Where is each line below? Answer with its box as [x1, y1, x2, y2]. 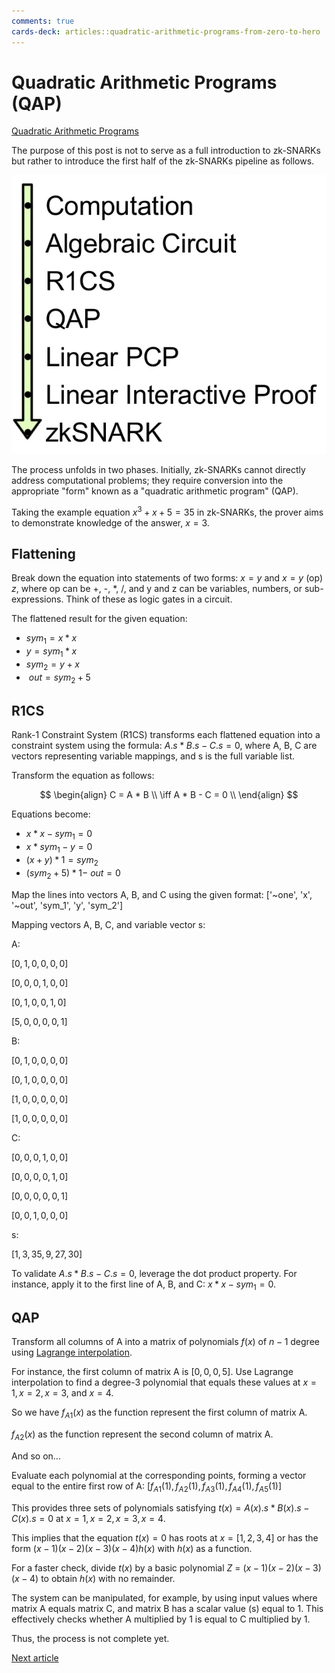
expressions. [11, 593, 64, 605]
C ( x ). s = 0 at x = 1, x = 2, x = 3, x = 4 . [11, 1512, 166, 1524]
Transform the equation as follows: [11, 770, 155, 782]
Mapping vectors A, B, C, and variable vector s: [11, 918, 206, 930]
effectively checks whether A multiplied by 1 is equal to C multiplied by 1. [11, 1613, 311, 1625]
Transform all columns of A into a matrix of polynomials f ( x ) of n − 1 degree [11, 1336, 320, 1348]
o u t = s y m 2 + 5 [28, 671, 91, 685]
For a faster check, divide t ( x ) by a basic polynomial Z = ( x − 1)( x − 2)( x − [11, 1561, 311, 1574]
